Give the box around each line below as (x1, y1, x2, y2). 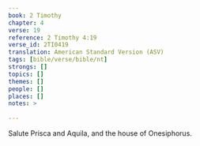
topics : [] (8, 70, 44, 78)
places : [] (8, 92, 44, 100)
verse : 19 (8, 26, 41, 34)
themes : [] (8, 77, 44, 85)
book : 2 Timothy (8, 11, 62, 20)
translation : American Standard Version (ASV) (8, 48, 164, 56)
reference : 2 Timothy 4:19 (8, 33, 97, 42)
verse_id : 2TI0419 (8, 41, 69, 49)
